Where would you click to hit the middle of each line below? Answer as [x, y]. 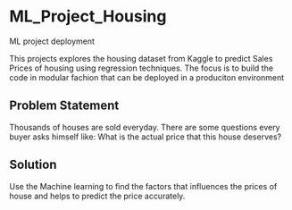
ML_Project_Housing [88, 17]
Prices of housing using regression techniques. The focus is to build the [142, 68]
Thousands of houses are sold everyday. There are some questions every [145, 127]
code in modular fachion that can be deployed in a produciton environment [147, 77]
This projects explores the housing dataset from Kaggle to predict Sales [141, 58]
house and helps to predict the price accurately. [97, 196]
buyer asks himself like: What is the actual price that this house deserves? [146, 137]
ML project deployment [52, 41]
